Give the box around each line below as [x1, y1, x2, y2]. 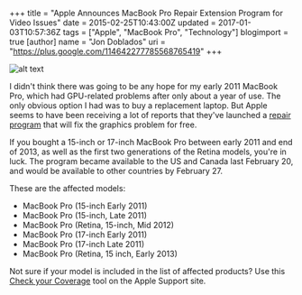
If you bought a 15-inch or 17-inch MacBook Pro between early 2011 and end [9, 137, 293, 147]
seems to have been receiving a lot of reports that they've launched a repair [9, 110, 291, 120]
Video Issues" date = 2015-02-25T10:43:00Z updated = [9, 17, 216, 28]
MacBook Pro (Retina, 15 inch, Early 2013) [22, 248, 178, 259]
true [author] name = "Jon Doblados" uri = [9, 36, 166, 47]
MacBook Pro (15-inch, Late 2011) [22, 210, 147, 220]
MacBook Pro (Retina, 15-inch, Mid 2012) [22, 220, 174, 230]
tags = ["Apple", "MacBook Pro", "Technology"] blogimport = [62, 27, 288, 37]
